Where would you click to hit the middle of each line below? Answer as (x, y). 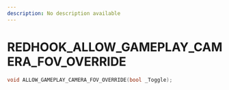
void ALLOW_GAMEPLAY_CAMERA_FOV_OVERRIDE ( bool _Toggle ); (90, 80)
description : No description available (64, 13)
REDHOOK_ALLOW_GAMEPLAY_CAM (115, 47)
